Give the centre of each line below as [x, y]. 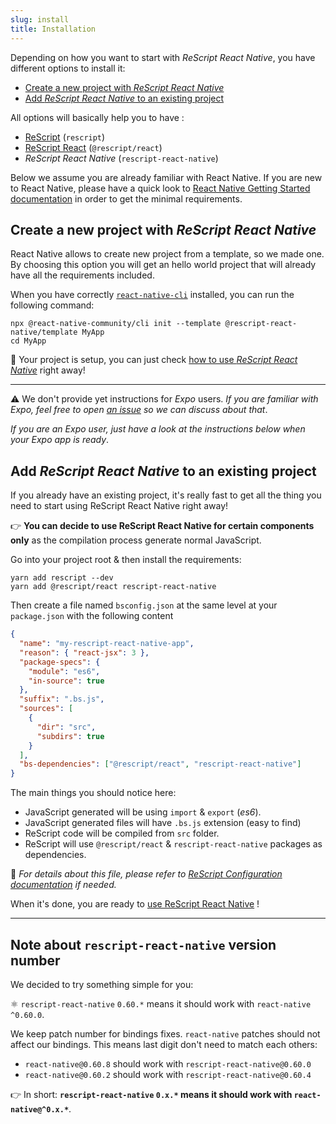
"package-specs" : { [60, 662]
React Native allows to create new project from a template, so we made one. [167, 254]
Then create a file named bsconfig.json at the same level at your [144, 605]
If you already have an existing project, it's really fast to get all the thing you [166, 495]
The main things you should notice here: [93, 793]
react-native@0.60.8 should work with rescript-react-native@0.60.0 [168, 1063]
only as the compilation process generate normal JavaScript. [136, 540]
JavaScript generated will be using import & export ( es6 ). [143, 812]
